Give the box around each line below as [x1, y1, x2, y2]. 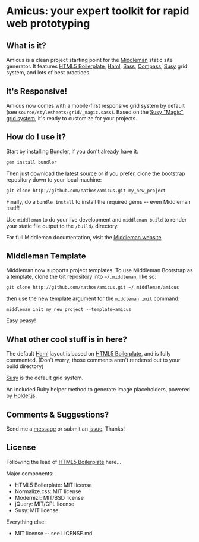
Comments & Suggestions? [6, 409, 109, 419]
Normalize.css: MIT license [14, 487, 81, 495]
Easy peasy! [6, 317, 36, 324]
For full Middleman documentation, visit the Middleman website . [6, 233, 163, 241]
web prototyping [6, 17, 90, 30]
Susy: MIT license [14, 506, 59, 513]
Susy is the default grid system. [6, 374, 84, 382]
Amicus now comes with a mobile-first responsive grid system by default [6, 102, 185, 109]
